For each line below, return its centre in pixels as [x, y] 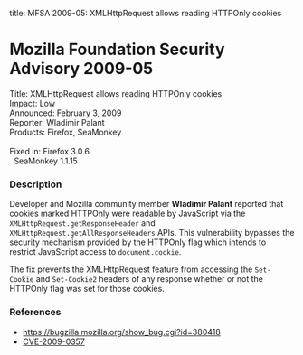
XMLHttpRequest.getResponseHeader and [82, 223]
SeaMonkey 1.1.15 [46, 161]
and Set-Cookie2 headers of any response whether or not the [150, 279]
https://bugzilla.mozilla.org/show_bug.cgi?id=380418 [122, 332]
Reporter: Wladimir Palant [57, 122]
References [35, 313]
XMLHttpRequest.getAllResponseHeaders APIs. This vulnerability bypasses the [152, 233]
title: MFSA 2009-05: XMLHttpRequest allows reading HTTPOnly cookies [146, 13]
